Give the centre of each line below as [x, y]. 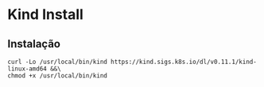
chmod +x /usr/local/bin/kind [58, 76]
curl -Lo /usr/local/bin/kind [58, 62]
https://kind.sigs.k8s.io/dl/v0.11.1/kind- [184, 62]
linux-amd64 [27, 69]
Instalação [34, 44]
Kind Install [46, 15]
